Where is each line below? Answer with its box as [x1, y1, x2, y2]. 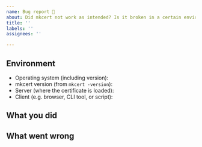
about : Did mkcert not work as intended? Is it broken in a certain [6, 14, 182, 20]
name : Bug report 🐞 [6, 8, 55, 15]
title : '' [6, 20, 31, 26]
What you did [6, 111, 58, 121]
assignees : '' [6, 31, 42, 37]
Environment [6, 58, 56, 69]
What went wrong [6, 131, 75, 141]
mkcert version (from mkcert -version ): [14, 80, 113, 87]
